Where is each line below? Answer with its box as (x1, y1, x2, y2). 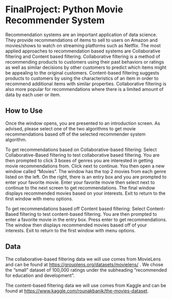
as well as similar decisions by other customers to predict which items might (5, 64, 167, 70)
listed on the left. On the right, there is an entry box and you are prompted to (5, 174, 167, 180)
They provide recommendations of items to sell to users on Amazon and (5, 37, 158, 43)
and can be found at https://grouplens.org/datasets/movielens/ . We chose (5, 261, 163, 268)
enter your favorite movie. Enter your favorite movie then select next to (5, 179, 155, 185)
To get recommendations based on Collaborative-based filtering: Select (5, 146, 157, 153)
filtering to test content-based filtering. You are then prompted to (20, 211, 158, 217)
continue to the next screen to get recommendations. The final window (5, 184, 156, 191)
